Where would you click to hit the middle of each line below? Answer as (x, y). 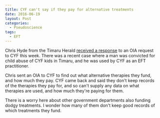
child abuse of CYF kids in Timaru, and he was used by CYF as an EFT (75, 61)
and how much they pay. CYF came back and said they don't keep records (80, 80)
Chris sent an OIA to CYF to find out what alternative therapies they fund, (78, 75)
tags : (10, 32)
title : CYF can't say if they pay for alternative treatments (69, 9)
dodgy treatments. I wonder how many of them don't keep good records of (80, 105)
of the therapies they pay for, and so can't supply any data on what (72, 85)
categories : (17, 23)
